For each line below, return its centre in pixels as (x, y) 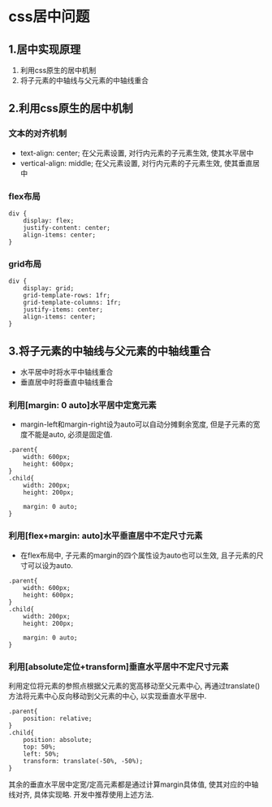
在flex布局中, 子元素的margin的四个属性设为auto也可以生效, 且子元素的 (138, 555)
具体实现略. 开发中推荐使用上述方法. (94, 794)
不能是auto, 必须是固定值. (70, 435)
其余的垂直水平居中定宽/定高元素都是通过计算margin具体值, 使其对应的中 (130, 784)
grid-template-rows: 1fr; (67, 296)
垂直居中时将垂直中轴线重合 (67, 382)
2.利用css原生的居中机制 (71, 108)
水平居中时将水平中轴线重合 (67, 372)
